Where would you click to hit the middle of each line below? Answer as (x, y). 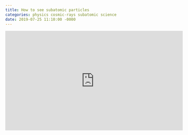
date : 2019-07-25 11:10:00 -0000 (41, 19)
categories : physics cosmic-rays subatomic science (61, 15)
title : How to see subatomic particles (47, 10)
